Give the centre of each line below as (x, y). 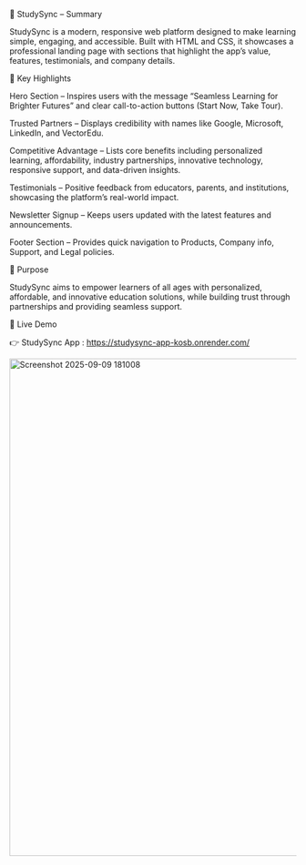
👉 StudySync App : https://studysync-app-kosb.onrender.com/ (130, 342)
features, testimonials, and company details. (92, 61)
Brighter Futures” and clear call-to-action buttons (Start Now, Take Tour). (147, 106)
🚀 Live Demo (33, 324)
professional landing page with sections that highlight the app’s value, (140, 51)
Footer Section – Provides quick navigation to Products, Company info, (142, 242)
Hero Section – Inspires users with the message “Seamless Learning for (144, 96)
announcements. (41, 224)
